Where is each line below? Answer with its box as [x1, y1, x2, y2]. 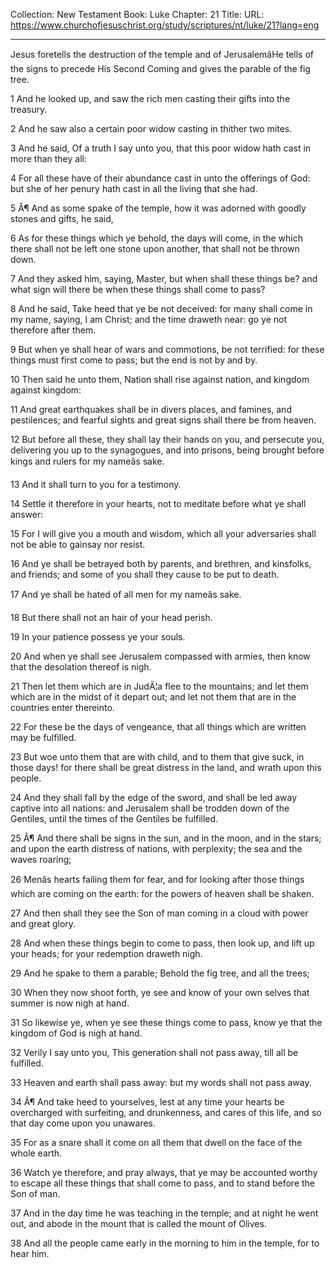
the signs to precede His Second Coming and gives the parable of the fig [10, 63, 311, 74]
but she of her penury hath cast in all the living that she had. [10, 183, 258, 194]
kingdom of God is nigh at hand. [10, 1027, 143, 1039]
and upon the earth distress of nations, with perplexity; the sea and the [10, 843, 303, 854]
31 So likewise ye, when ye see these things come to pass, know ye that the [10, 1017, 323, 1028]
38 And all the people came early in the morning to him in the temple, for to [10, 1237, 320, 1249]
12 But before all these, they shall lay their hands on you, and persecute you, [10, 434, 325, 445]
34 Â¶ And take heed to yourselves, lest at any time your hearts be [10, 1096, 285, 1108]
